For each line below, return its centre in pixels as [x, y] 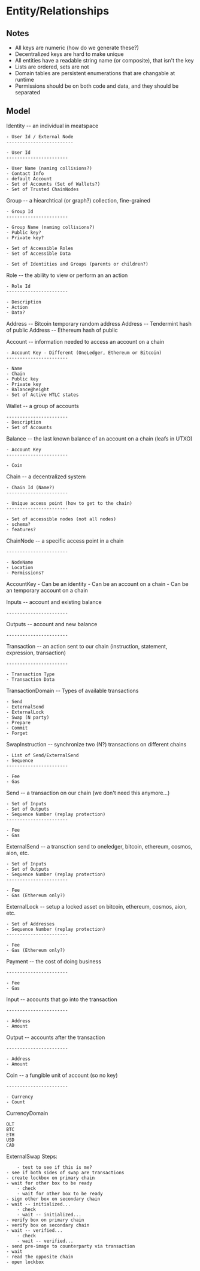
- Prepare [19, 722]
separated [28, 92]
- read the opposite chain [40, 1257]
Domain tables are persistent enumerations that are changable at [95, 73]
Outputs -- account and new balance [52, 624]
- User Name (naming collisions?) [49, 168]
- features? [21, 529]
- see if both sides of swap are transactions [65, 1172]
